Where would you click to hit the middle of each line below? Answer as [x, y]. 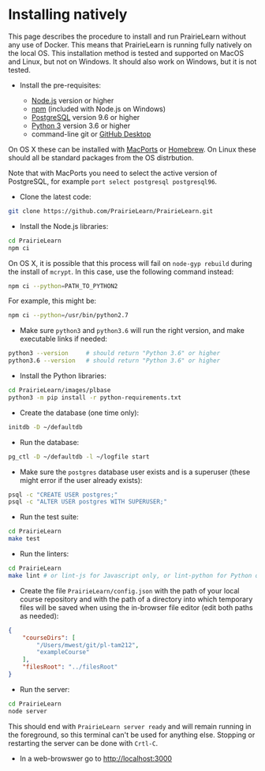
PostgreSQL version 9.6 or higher [86, 117]
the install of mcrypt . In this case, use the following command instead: [121, 271]
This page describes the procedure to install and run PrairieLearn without [127, 36]
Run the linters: [44, 554]
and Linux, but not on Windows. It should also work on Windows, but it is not [132, 62]
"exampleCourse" [63, 653]
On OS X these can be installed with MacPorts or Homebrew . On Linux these [132, 149]
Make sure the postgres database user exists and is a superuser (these [135, 472]
